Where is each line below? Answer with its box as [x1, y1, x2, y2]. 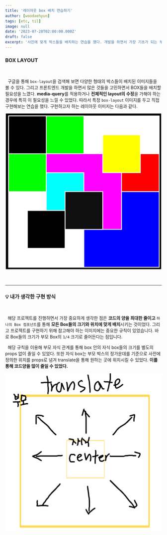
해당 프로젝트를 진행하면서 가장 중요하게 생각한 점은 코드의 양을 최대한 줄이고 [7, 315, 156, 321]
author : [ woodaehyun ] [5, 13, 50, 18]
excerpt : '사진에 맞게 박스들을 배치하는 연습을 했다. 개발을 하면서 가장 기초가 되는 [5, 40, 158, 45]
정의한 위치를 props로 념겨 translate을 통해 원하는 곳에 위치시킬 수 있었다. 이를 [5, 357, 158, 363]
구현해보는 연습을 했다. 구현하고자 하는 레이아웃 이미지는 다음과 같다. [5, 103, 138, 109]
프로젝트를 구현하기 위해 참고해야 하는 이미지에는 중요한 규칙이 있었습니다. [10, 327, 154, 333]
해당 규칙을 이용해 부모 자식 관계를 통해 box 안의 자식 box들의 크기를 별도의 [7, 344, 154, 350]
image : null [5, 24, 30, 29]
